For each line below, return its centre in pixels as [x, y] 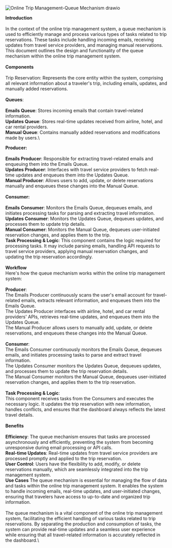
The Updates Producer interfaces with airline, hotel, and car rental [75, 311]
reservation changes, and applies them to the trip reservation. [71, 382]
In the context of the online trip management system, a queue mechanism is [85, 29]
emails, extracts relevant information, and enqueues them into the [91, 300]
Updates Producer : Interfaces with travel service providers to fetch [77, 170]
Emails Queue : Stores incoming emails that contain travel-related [74, 111]
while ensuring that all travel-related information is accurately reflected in [83, 535]
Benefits [15, 426]
